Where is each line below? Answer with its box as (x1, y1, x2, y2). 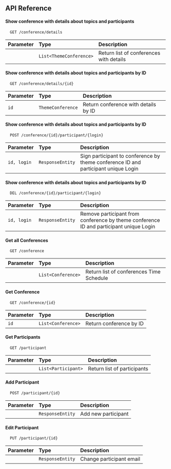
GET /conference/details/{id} (10, 81, 74, 86)
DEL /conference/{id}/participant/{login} (10, 191, 101, 196)
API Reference (5, 4, 52, 13)
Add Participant (5, 379, 39, 386)
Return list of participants (88, 365, 149, 372)
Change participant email (80, 455, 140, 462)
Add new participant (80, 411, 129, 418)
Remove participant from (80, 211, 140, 218)
